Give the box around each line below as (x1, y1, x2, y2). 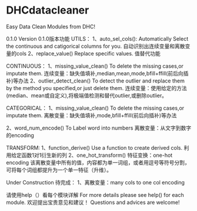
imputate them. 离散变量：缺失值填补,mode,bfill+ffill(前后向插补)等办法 (6, 111, 177, 118)
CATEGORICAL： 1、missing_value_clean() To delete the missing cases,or (6, 104, 185, 111)
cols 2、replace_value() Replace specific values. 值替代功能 (16, 50, 161, 57)
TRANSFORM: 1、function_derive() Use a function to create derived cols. (6, 144, 183, 151)
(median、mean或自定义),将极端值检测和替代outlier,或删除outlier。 (6, 92, 168, 99)
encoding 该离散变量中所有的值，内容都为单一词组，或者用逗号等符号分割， (6, 159, 190, 166)
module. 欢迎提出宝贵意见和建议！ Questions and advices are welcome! (6, 199, 180, 206)
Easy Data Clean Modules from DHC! (6, 23, 96, 30)
